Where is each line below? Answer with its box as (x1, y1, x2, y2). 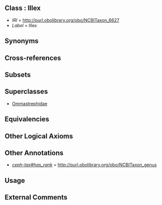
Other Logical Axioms (4, 132, 73, 140)
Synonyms (4, 37, 39, 45)
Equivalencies (4, 115, 49, 124)
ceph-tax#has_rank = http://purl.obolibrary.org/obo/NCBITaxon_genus (11, 162, 157, 168)
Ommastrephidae (11, 100, 48, 106)
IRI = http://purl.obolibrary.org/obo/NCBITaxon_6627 (11, 17, 120, 23)
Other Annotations (4, 148, 64, 157)
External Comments (4, 193, 68, 202)
